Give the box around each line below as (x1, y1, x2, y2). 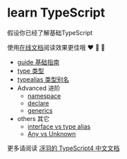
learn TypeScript (7, 5, 106, 21)
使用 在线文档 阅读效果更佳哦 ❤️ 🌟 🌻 (7, 43, 106, 51)
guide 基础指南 (17, 57, 60, 66)
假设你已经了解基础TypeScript (7, 28, 93, 37)
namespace (27, 91, 61, 100)
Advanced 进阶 (17, 84, 61, 92)
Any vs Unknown (27, 129, 76, 138)
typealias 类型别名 (17, 75, 70, 84)
